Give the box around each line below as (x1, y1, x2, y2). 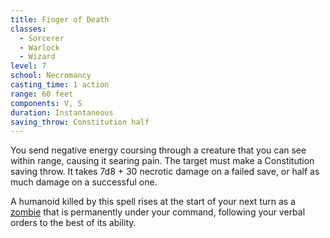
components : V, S (10, 98, 83, 108)
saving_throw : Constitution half (10, 117, 150, 127)
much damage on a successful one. (10, 176, 158, 188)
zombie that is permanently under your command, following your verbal (10, 206, 306, 218)
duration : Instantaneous (10, 107, 114, 118)
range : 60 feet (10, 89, 74, 99)
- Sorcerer (19, 33, 65, 43)
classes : (10, 24, 47, 34)
